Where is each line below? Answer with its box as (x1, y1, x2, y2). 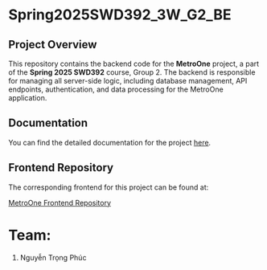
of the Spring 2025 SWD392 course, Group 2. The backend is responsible (8, 67, 256, 77)
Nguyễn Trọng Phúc (19, 252, 87, 262)
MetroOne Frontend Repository (8, 198, 111, 207)
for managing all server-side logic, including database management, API (8, 76, 248, 85)
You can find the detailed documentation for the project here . (8, 137, 212, 147)
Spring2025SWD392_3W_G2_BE (8, 6, 232, 24)
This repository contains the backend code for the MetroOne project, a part (8, 59, 260, 68)
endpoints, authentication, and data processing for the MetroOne (8, 84, 224, 94)
